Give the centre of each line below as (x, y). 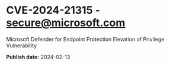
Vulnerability (22, 45)
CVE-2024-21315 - (53, 10)
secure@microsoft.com (66, 23)
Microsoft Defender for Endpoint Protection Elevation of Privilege (85, 39)
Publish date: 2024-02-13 (38, 57)
